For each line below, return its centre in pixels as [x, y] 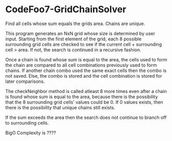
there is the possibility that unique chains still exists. [60, 107]
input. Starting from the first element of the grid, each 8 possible [73, 39]
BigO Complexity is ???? [31, 133]
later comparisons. [25, 81]
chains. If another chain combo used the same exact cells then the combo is [86, 70]
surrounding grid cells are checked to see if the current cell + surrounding [84, 44]
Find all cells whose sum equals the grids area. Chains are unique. [75, 24]
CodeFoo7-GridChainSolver [66, 9]
